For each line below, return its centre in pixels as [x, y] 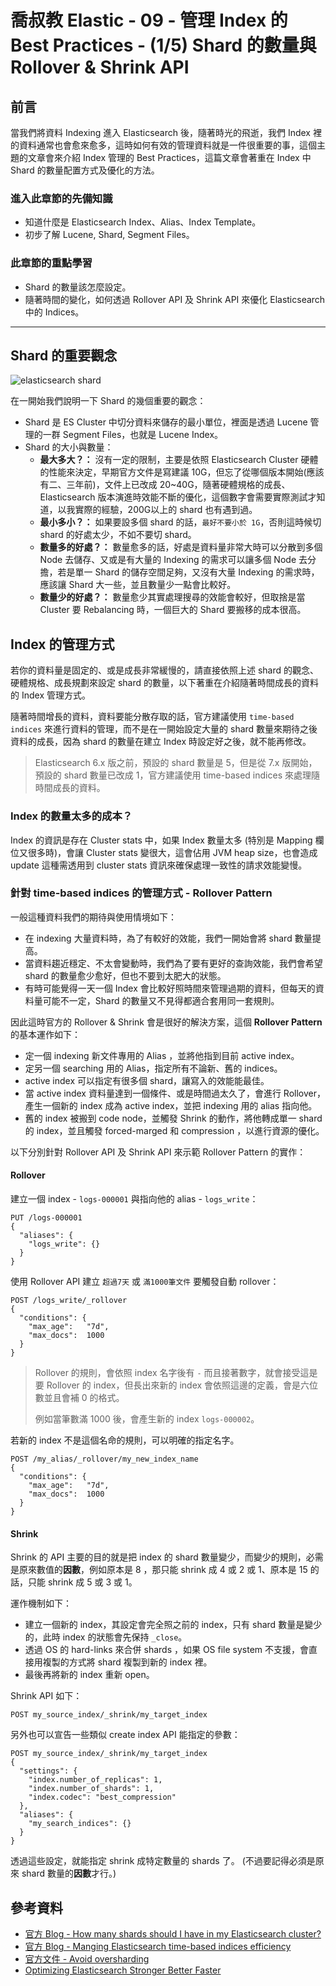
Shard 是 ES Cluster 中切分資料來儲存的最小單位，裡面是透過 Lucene [166, 422]
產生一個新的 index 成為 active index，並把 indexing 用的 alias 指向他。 [171, 1105]
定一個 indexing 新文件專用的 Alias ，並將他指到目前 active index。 [162, 1055]
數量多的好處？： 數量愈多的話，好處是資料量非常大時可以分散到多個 [181, 547]
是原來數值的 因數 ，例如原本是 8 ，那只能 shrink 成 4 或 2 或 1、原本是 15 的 [165, 1570]
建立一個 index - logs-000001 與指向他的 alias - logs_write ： [134, 1199]
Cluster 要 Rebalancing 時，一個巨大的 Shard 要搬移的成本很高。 [173, 610]
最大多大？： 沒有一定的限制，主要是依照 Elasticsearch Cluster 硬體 [179, 460]
